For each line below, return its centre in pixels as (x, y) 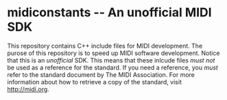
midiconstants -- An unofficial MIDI (109, 13)
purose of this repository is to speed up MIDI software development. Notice (113, 53)
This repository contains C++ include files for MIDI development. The (105, 46)
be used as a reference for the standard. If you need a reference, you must (112, 67)
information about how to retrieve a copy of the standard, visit (94, 82)
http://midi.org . (28, 89)
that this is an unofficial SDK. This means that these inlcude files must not (111, 60)
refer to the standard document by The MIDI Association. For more (101, 74)
